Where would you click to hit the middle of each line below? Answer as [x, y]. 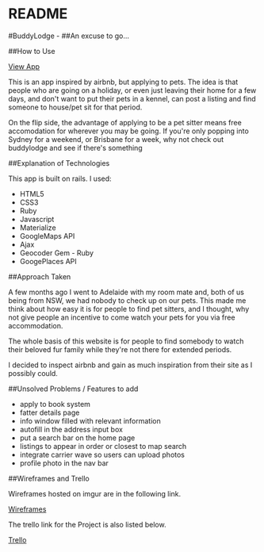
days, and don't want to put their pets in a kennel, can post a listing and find [132, 98]
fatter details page [50, 412]
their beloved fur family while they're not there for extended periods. [120, 349]
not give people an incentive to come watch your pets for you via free [122, 317]
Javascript [37, 219]
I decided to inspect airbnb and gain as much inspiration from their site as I [130, 365]
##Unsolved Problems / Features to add [73, 389]
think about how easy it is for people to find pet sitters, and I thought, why [129, 309]
